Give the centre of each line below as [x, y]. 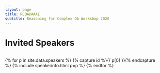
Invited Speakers [40, 43]
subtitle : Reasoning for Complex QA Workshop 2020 [57, 18]
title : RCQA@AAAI [23, 14]
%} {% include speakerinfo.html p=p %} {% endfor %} [59, 66]
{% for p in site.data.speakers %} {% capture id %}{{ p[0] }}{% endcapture [80, 60]
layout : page [18, 9]
